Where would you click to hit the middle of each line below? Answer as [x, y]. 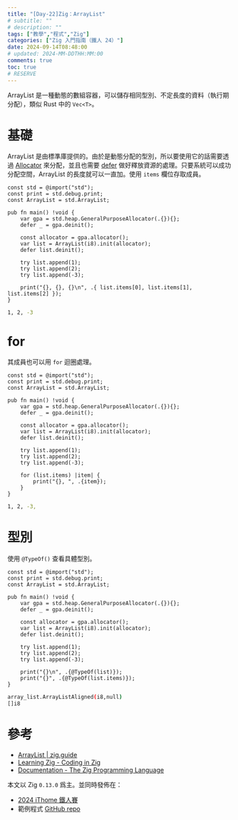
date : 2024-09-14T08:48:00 [47, 47]
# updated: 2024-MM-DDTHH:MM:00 [55, 54]
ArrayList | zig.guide [47, 754]
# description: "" [35, 27]
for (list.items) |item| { [60, 475]
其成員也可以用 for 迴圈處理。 [52, 362]
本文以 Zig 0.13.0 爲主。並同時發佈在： [65, 784]
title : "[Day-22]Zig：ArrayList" [56, 14]
